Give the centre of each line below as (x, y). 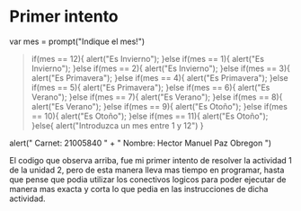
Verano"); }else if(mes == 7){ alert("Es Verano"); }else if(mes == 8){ (157, 97)
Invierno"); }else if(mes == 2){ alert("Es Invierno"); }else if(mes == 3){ (160, 68)
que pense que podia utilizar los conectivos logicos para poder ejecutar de (148, 179)
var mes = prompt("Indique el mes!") (77, 41)
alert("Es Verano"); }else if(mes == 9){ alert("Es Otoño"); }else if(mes (159, 106)
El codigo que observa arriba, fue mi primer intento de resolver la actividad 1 (150, 160)
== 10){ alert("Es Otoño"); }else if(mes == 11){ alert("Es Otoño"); (150, 116)
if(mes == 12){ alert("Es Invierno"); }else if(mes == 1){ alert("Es (148, 58)
